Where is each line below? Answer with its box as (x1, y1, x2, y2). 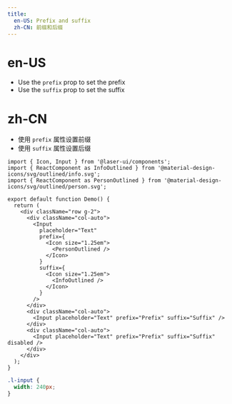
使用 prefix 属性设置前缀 (17, 135, 91, 143)
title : (7, 10, 27, 18)
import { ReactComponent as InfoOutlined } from (7, 165, 155, 172)
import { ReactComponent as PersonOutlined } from (7, 177, 161, 184)
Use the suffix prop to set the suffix (17, 86, 125, 94)
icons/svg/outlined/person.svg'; (7, 183, 107, 191)
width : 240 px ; (14, 383, 56, 391)
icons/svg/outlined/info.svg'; (7, 171, 101, 178)
